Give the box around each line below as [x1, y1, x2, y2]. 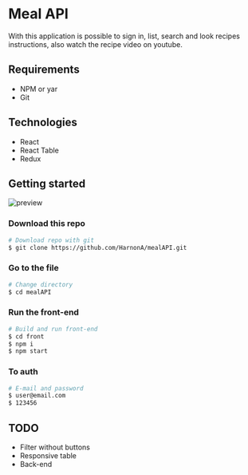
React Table [19, 145, 60, 155]
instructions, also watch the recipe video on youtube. [8, 39, 183, 49]
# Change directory [8, 280, 73, 288]
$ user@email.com [8, 392, 66, 400]
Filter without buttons [19, 442, 90, 452]
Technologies [8, 116, 78, 129]
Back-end [19, 460, 53, 469]
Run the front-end [8, 307, 80, 318]
